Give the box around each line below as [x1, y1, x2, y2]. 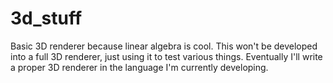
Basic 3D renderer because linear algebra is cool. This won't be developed [10, 40, 318, 52]
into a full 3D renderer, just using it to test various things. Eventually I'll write [10, 50, 323, 62]
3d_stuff [10, 7, 83, 30]
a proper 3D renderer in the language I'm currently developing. [10, 61, 269, 73]
